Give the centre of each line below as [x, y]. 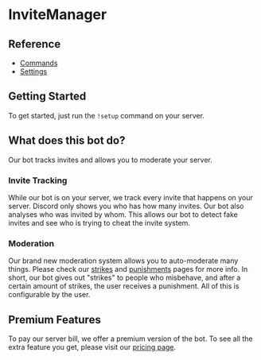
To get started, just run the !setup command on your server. [107, 115]
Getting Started [47, 97]
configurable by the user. [49, 295]
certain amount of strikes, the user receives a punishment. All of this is [124, 286]
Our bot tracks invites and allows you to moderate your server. [111, 160]
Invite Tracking [38, 180]
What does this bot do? [67, 141]
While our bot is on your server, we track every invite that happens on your [130, 197]
